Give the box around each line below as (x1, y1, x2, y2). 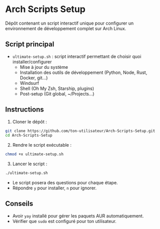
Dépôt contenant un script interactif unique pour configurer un (5, 20, 134, 26)
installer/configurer (12, 59, 52, 65)
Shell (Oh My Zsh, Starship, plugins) (19, 85, 94, 91)
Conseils (5, 199, 33, 208)
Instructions (5, 105, 44, 114)
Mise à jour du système (19, 64, 68, 70)
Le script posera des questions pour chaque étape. (12, 180, 118, 186)
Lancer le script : (12, 161, 47, 167)
